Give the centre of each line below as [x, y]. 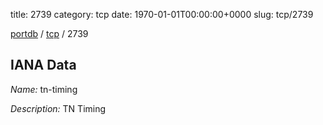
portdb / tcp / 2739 [49, 33]
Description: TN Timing [58, 108]
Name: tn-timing [44, 89]
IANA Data [43, 65]
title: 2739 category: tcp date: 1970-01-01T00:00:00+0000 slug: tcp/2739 [162, 14]
